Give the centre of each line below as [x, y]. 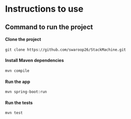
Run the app [18, 81]
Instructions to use [44, 9]
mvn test [14, 113]
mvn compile [17, 71]
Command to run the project [49, 27]
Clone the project [23, 40]
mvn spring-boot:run [26, 92]
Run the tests [19, 102]
